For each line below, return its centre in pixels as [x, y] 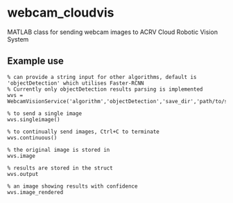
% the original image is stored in [59, 150]
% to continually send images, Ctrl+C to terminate [83, 132]
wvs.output [23, 174]
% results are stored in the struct [60, 168]
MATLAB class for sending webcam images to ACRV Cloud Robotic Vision [113, 32]
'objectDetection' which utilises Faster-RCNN [76, 83]
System [18, 39]
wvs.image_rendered [35, 192]
